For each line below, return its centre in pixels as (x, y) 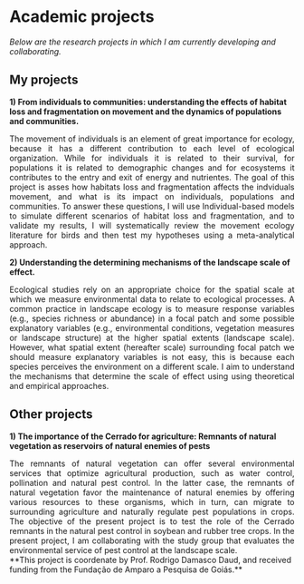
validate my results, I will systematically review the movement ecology (152, 225)
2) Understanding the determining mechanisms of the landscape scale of (150, 262)
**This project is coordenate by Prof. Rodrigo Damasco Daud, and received (151, 560)
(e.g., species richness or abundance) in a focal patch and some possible (152, 318)
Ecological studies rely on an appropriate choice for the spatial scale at (152, 289)
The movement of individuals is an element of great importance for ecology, (152, 139)
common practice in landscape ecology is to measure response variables (152, 308)
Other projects (51, 414)
